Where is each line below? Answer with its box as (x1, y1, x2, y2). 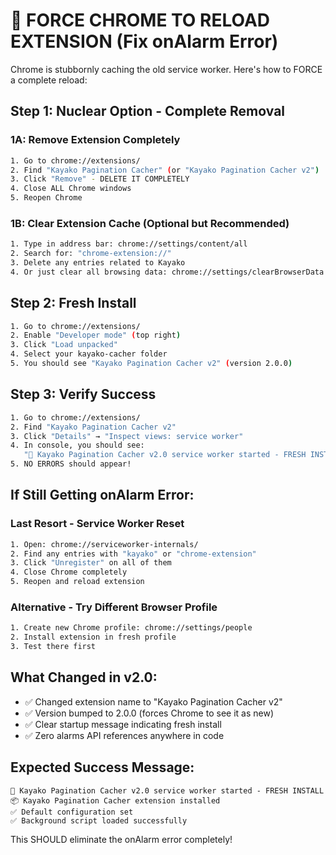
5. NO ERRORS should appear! (10, 459, 132, 469)
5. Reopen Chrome (10, 193, 83, 203)
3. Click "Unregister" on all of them (10, 558, 172, 568)
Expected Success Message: (10, 759, 195, 776)
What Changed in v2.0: (10, 669, 158, 686)
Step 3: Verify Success (10, 386, 157, 403)
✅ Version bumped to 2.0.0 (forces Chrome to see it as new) (24, 707, 274, 719)
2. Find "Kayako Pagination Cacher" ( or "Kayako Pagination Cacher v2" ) (10, 165, 320, 175)
